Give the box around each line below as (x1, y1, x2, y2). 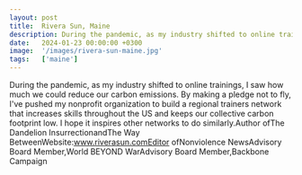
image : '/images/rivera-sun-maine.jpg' (9, 47, 164, 56)
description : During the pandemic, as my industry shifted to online (9, 30, 276, 39)
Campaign (9, 156, 48, 166)
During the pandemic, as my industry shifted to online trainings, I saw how (9, 80, 284, 90)
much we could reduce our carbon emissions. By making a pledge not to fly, (9, 89, 292, 100)
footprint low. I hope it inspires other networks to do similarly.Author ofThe (9, 118, 285, 128)
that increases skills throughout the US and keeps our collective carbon (9, 109, 274, 118)
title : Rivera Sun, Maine (9, 22, 111, 31)
